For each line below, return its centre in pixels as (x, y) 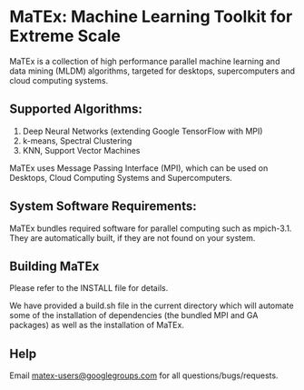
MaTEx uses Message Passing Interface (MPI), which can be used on (139, 168)
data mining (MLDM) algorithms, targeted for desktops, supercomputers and (152, 71)
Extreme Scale (65, 36)
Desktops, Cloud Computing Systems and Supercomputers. (121, 177)
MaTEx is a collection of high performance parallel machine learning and (145, 61)
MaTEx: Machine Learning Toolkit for (151, 17)
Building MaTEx (54, 266)
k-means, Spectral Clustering (77, 140)
